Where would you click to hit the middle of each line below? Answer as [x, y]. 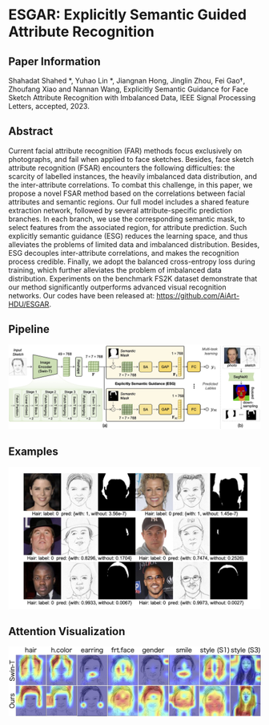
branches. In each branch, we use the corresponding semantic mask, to [127, 219]
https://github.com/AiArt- [198, 295]
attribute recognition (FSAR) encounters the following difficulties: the [122, 168]
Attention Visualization [67, 632]
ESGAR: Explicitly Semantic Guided [127, 15]
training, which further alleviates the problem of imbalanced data [115, 269]
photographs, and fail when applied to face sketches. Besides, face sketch [131, 159]
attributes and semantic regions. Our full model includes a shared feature [129, 201]
